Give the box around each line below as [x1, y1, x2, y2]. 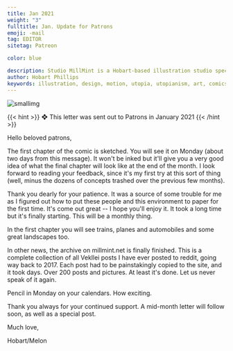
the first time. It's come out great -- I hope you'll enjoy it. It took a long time [7, 204, 222, 213]
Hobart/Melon [7, 336, 47, 345]
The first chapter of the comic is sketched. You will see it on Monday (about [7, 147, 224, 155]
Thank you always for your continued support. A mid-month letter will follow [7, 302, 225, 310]
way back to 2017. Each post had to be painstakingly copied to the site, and [7, 260, 222, 269]
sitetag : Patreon [7, 42, 58, 49]
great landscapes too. [7, 233, 70, 241]
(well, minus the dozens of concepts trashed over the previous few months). [7, 176, 225, 184]
